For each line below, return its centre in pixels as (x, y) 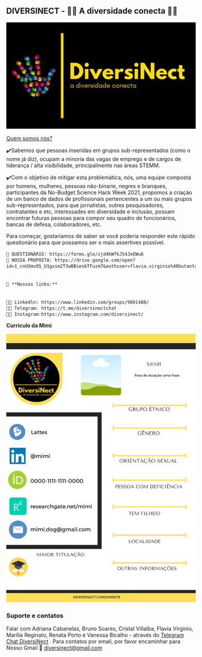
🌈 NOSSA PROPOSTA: (29, 260)
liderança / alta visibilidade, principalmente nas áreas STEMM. (83, 165)
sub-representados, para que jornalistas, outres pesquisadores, (85, 206)
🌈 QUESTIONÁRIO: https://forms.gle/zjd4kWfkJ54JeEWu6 (75, 254)
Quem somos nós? (29, 138)
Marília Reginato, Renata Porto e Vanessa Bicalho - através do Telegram (95, 635)
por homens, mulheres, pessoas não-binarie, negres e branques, (87, 186)
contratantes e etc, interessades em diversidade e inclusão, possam (91, 212)
